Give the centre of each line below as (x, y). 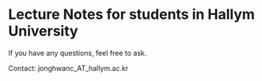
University (43, 31)
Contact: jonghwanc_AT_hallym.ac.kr (68, 68)
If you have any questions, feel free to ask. (78, 53)
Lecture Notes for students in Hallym (132, 15)
